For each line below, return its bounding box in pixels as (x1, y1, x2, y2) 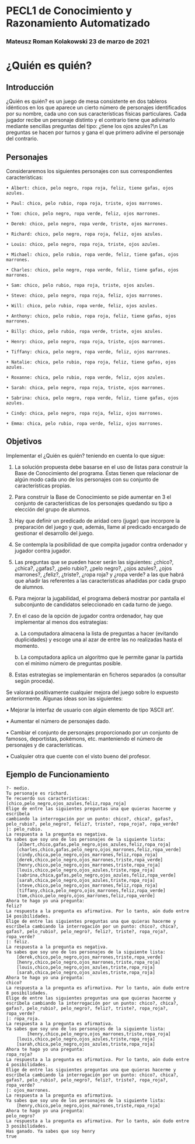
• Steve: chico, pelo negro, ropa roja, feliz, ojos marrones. (6, 293, 163, 298)
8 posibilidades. (6, 990, 48, 996)
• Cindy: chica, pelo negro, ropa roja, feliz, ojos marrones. (6, 410, 163, 416)
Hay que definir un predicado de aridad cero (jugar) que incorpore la (14, 517, 180, 524)
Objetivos (6, 437, 42, 446)
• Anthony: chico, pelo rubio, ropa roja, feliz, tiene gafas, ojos (6, 313, 176, 319)
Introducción (6, 82, 54, 92)
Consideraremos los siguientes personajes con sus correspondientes (6, 167, 173, 174)
